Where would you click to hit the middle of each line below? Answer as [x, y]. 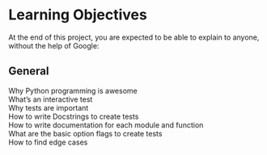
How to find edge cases [48, 142]
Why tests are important [49, 107]
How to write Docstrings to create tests [74, 116]
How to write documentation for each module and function [106, 125]
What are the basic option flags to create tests [85, 133]
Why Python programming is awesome [73, 90]
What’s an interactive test [51, 99]
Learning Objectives [78, 15]
